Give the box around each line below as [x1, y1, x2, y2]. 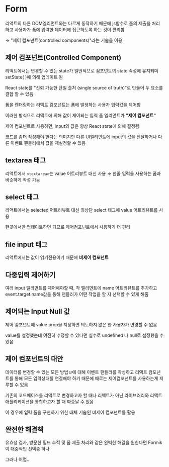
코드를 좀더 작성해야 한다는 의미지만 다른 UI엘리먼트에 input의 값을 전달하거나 [5, 134, 157, 140]
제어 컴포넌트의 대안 [5, 355, 63, 363]
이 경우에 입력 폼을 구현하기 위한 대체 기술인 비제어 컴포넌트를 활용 [5, 409, 135, 415]
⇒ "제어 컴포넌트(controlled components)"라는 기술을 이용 [5, 37, 123, 43]
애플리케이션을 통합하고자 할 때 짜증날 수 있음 [5, 398, 94, 405]
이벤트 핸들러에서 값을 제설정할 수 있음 [10, 140, 86, 146]
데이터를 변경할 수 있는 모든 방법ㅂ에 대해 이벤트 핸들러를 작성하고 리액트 [5, 369, 147, 375]
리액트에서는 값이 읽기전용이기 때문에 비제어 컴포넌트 [5, 254, 109, 260]
